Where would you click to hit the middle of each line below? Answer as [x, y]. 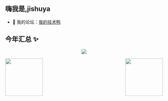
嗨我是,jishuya [28, 9]
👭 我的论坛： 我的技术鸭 [36, 22]
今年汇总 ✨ [22, 39]
